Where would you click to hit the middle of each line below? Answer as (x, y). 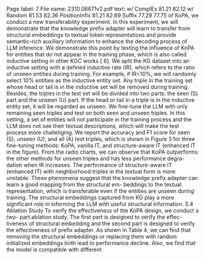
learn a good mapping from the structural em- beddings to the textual (94, 184)
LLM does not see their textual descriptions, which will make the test (93, 126)
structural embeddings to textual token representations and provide (91, 35)
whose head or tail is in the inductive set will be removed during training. (98, 87)
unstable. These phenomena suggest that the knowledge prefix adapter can (102, 178)
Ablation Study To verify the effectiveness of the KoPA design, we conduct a (102, 210)
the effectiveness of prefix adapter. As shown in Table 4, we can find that (99, 230)
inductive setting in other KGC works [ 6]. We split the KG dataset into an (98, 61)
